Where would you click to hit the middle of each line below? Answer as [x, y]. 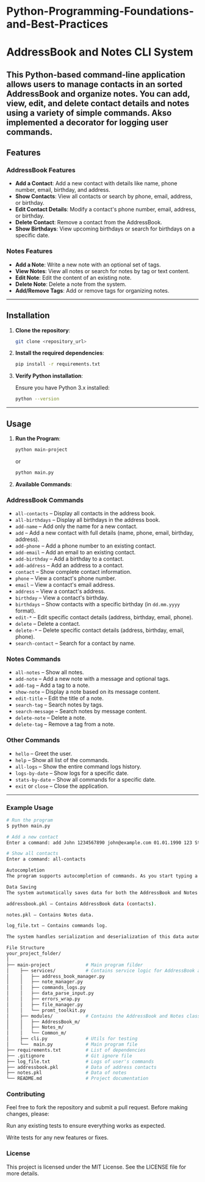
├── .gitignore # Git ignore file [69, 1055]
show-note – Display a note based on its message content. [88, 692]
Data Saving [21, 887]
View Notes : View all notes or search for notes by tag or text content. [103, 271]
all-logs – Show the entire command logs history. [78, 766]
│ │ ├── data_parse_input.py [50, 993]
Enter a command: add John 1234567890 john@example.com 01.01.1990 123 [99, 842]
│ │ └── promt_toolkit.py [46, 1010]
